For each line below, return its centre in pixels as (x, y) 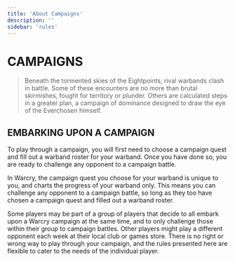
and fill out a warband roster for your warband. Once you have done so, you (117, 157)
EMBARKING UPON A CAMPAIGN (81, 133)
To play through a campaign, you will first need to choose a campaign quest (117, 150)
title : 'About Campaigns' (45, 14)
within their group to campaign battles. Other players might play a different (115, 229)
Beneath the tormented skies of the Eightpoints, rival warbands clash (124, 81)
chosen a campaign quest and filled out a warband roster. (90, 200)
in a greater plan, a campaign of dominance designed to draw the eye (125, 103)
